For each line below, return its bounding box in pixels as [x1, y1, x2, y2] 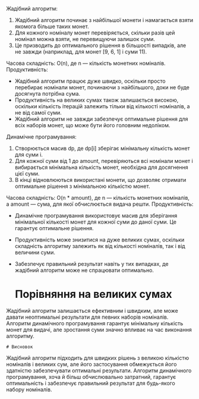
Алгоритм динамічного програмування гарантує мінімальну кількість [6, 319, 184, 326]
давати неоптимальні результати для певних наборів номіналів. [6, 313, 169, 321]
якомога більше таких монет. [14, 23, 89, 30]
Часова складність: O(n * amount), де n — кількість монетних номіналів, [6, 194, 190, 201]
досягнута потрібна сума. [14, 90, 81, 97]
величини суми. [14, 249, 55, 256]
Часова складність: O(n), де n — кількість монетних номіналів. [6, 59, 166, 67]
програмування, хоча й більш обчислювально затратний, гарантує [6, 373, 176, 380]
